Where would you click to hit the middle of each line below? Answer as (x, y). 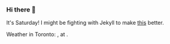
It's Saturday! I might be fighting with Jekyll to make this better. (85, 23)
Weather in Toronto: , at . (37, 34)
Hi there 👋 (21, 10)
